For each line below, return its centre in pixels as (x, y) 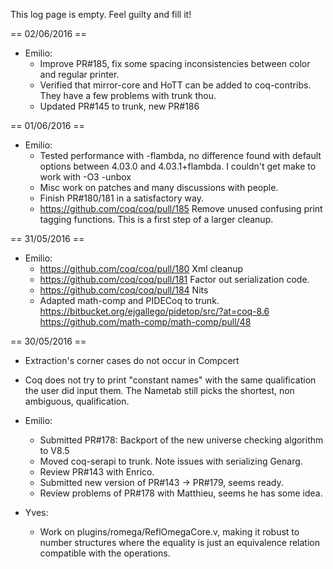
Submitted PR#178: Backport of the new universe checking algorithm (181, 440)
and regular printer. (79, 74)
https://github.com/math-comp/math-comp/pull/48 (145, 322)
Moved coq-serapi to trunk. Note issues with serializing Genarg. (171, 461)
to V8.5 (54, 450)
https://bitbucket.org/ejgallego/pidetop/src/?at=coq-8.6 (154, 311)
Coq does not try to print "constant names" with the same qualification (170, 380)
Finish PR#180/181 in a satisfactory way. (121, 198)
